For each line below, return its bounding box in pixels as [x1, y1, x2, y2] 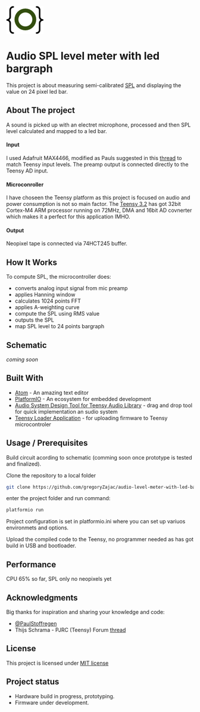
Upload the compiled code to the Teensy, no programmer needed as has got [6, 536, 194, 543]
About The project [6, 105, 76, 116]
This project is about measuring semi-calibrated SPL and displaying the [6, 81, 182, 89]
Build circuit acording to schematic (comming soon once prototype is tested [6, 454, 192, 461]
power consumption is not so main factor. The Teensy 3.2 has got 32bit [6, 201, 182, 208]
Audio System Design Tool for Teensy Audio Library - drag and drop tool [14, 402, 193, 409]
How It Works [6, 257, 58, 267]
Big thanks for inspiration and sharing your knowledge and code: [6, 608, 165, 615]
